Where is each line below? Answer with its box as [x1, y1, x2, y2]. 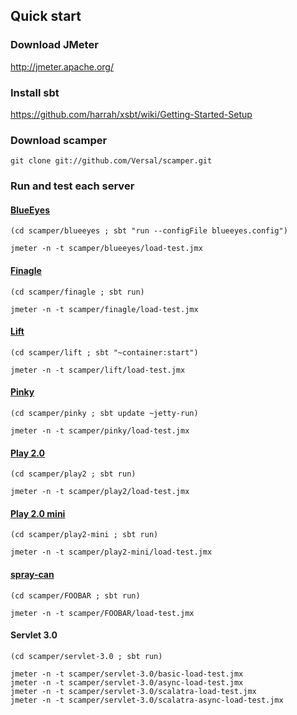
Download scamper [10, 133, 108, 147]
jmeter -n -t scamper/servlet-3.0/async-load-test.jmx [10, 677, 244, 688]
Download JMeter [10, 38, 99, 52]
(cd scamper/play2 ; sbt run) [10, 469, 137, 479]
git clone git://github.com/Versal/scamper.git [10, 156, 213, 166]
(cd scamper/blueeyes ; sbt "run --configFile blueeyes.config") [10, 226, 288, 236]
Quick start [10, 8, 82, 25]
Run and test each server [10, 179, 135, 193]
